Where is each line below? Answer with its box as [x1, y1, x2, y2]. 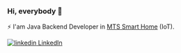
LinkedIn [38, 38, 63, 47]
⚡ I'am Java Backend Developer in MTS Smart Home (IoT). [7, 22, 175, 31]
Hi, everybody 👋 [7, 6, 63, 16]
